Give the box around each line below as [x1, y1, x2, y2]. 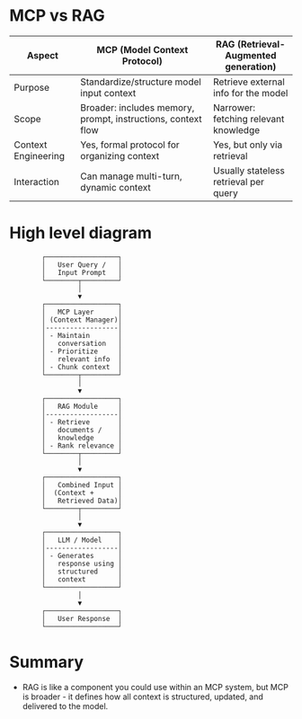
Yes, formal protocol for [80, 138, 180, 151]
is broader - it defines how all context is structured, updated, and [22, 691, 263, 702]
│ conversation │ [41, 339, 123, 348]
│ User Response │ [41, 614, 123, 623]
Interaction [13, 175, 60, 188]
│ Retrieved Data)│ [41, 496, 123, 505]
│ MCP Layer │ [41, 307, 123, 316]
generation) [224, 60, 277, 73]
